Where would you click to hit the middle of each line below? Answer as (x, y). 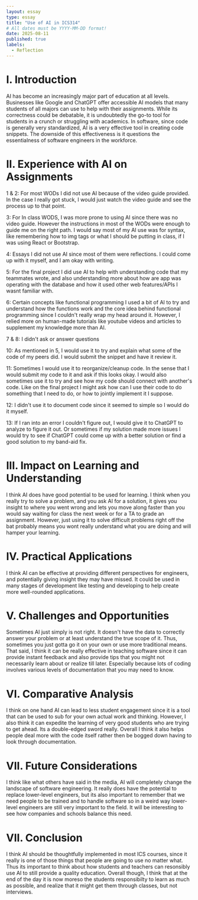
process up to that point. (36, 206)
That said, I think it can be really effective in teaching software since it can (97, 651)
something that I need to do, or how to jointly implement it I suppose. (90, 393)
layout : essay (24, 12)
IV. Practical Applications (69, 556)
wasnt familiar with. (30, 291)
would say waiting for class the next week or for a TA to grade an (85, 513)
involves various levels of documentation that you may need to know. (90, 670)
